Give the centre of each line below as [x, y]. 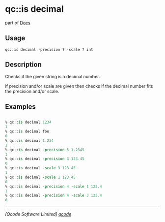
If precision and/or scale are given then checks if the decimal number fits [79, 86]
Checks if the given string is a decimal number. [53, 76]
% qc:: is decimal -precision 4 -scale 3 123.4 [54, 195]
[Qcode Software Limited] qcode [38, 214]
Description [23, 65]
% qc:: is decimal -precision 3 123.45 [45, 159]
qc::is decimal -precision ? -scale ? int [49, 49]
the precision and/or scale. [32, 91]
